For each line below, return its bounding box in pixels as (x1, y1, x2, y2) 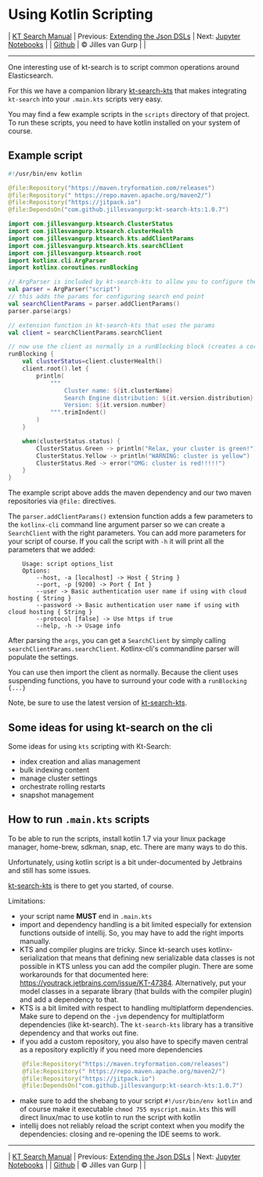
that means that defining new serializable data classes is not (59, 952, 255, 963)
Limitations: (8, 896, 45, 905)
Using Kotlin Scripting (8, 5, 153, 24)
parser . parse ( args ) (8, 307, 72, 315)
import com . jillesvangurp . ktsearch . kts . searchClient (8, 242, 184, 250)
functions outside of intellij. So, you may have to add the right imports (19, 928, 244, 938)
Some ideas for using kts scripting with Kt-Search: (8, 741, 171, 751)
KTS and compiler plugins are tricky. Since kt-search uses (19, 945, 207, 954)
